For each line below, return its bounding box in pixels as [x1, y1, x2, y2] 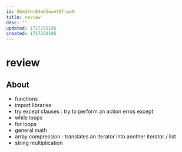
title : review [6, 14, 41, 20]
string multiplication [14, 140, 63, 147]
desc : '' [6, 20, 28, 25]
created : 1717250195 [6, 31, 57, 37]
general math [14, 127, 47, 134]
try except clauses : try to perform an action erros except [14, 108, 154, 115]
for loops [14, 121, 37, 128]
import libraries [14, 102, 52, 109]
